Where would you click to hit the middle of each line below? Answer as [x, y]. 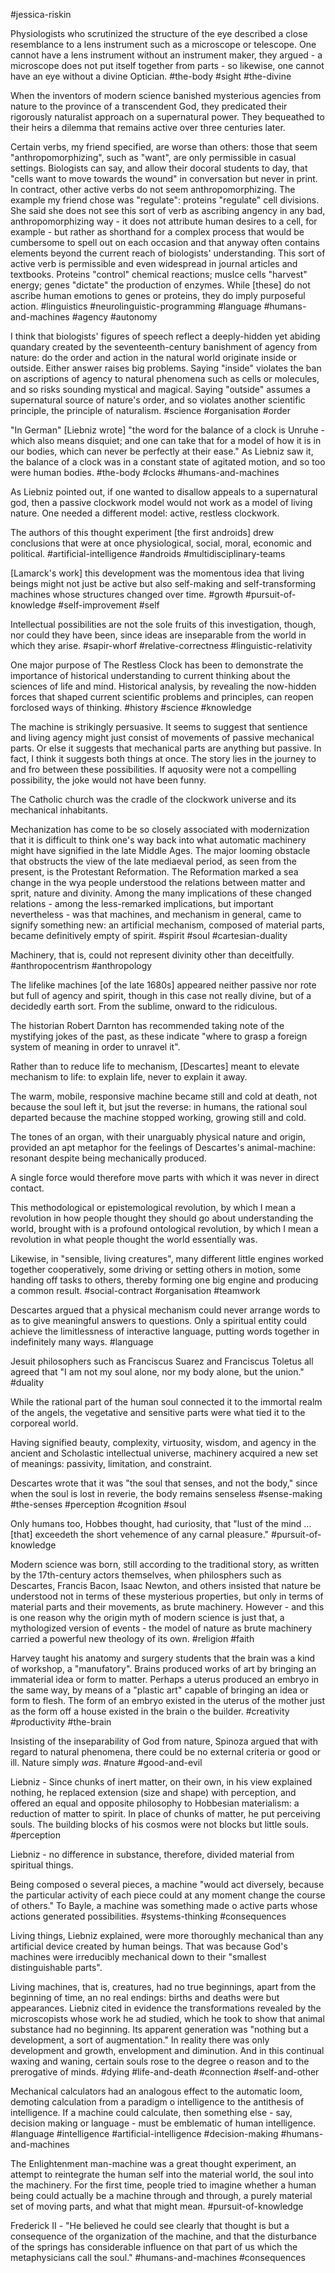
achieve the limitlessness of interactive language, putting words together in [165, 1331]
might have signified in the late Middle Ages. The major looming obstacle [160, 850]
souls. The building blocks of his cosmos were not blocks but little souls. [159, 1824]
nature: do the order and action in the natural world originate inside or [154, 357]
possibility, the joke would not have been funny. [108, 780]
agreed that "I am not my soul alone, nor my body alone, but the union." [157, 1372]
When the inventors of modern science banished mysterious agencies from [166, 95]
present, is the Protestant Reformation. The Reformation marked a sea [154, 872]
